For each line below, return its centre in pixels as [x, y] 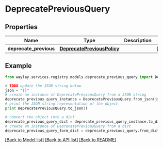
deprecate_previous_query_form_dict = [44, 131]
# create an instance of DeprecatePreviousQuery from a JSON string [76, 95]
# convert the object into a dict [40, 117]
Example [18, 66]
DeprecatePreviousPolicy [90, 49]
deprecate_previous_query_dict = [39, 122]
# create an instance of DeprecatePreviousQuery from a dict [68, 126]
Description [138, 41]
